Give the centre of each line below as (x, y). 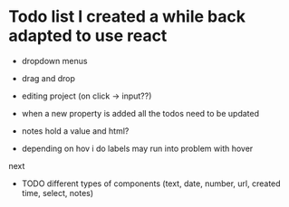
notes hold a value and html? (75, 131)
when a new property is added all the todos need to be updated (140, 113)
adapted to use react (88, 36)
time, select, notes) (58, 193)
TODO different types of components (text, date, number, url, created (151, 183)
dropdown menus (54, 61)
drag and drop (48, 78)
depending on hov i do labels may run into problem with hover (137, 148)
